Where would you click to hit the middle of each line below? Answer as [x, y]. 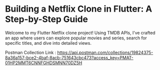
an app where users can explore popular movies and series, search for [76, 38]
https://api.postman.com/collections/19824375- [105, 52]
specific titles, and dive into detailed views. [48, 43]
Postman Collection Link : [30, 52]
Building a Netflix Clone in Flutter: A [79, 9]
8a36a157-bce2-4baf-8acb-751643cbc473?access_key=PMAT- [69, 57]
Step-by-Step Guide [47, 19]
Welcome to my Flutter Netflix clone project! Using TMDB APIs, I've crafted [80, 33]
